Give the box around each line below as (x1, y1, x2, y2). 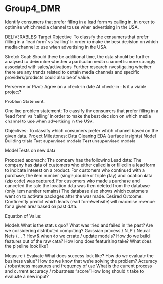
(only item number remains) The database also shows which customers (5, 188, 148, 194)
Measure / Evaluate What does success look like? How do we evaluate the (5, 252, 154, 259)
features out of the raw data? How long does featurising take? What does (5, 238, 152, 244)
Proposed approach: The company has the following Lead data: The (5, 157, 142, 162)
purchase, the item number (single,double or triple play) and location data (5, 172, 153, 178)
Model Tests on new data (5, 147, 56, 153)
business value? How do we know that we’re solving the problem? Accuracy (5, 258, 158, 264)
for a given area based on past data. (5, 203, 78, 209)
